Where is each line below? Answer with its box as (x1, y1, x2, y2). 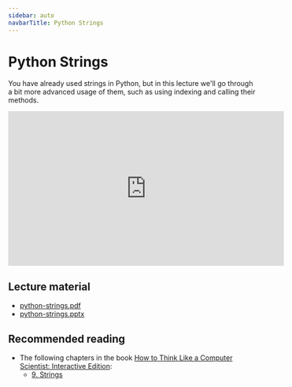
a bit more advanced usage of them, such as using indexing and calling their (8, 87, 256, 97)
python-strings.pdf (19, 301, 81, 311)
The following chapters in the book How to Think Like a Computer (19, 353, 233, 363)
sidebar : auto (8, 11, 55, 20)
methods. (8, 95, 39, 105)
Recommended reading (8, 332, 126, 345)
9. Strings (31, 370, 63, 379)
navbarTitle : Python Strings (8, 19, 104, 27)
